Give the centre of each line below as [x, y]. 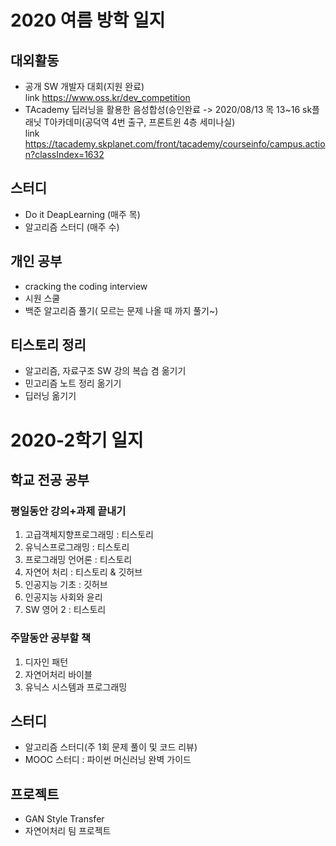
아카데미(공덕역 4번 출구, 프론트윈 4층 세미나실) [142, 122]
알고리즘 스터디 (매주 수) [72, 227]
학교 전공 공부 [50, 480]
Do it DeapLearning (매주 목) [82, 214]
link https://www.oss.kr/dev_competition [107, 97]
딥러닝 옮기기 [50, 396]
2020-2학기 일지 [77, 440]
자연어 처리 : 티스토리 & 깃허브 [83, 572]
